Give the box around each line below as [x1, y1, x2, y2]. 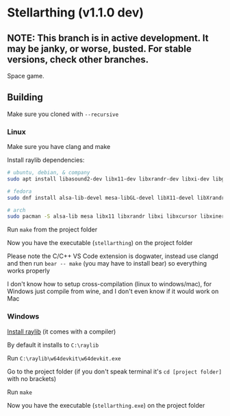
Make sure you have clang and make [7, 143, 111, 151]
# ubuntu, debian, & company [7, 170, 90, 176]
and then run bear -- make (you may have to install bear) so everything [7, 259, 207, 268]
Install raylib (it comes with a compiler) [7, 327, 116, 336]
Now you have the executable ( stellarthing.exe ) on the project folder [7, 401, 205, 409]
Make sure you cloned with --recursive [7, 110, 119, 118]
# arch [7, 207, 26, 213]
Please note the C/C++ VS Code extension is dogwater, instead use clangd [7, 252, 219, 260]
